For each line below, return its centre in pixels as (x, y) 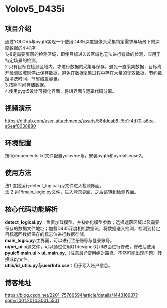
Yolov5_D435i (35, 9)
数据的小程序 (22, 48)
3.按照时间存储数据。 (27, 85)
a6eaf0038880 (21, 126)
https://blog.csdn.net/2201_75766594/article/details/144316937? (72, 295)
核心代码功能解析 (31, 209)
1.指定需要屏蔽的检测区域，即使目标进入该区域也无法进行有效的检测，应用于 (83, 54)
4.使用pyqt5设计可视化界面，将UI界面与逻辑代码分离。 (61, 91)
